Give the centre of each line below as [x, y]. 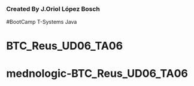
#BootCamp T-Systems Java [42, 22]
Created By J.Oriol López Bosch [53, 9]
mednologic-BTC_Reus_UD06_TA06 [97, 73]
